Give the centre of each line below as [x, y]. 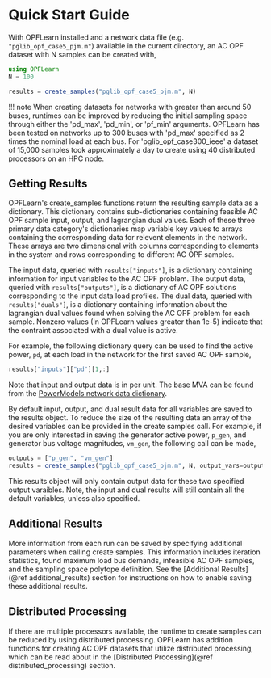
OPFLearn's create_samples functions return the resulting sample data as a [133, 203]
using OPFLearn [34, 69]
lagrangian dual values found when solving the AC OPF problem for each [129, 314]
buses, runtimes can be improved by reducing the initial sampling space [128, 116]
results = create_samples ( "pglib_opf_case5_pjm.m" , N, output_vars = [126, 466]
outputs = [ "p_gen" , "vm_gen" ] [61, 458]
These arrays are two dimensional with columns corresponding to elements [134, 246]
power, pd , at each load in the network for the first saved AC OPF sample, [130, 355]
